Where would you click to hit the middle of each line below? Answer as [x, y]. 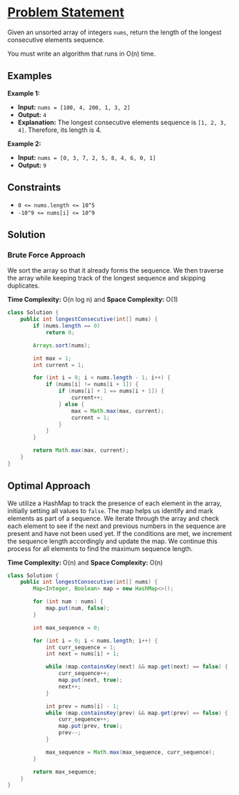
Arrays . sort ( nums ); [62, 345]
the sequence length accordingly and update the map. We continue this [112, 541]
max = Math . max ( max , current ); [117, 411]
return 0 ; [60, 333]
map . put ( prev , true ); [90, 726]
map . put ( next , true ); [90, 680]
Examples [30, 76]
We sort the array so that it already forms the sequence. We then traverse [116, 270]
